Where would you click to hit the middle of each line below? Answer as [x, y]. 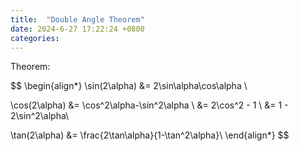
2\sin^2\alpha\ [40, 116]
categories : [35, 38]
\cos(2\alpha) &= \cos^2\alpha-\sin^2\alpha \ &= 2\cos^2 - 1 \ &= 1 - [149, 105]
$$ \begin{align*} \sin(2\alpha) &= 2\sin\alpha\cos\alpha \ [129, 86]
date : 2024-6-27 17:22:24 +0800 [77, 29]
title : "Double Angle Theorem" [77, 19]
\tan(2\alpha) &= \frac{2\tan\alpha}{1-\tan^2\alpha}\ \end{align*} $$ [150, 135]
